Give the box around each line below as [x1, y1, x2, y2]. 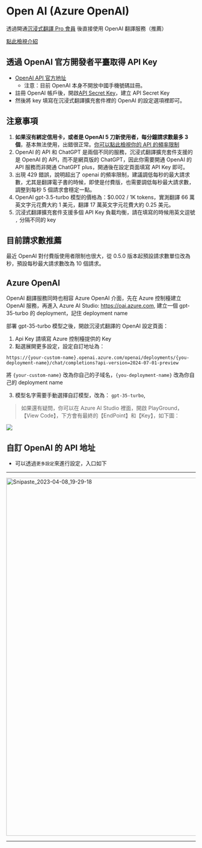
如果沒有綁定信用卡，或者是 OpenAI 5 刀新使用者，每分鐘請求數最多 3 [14, 133, 188, 140]
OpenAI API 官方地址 [14, 74, 67, 81]
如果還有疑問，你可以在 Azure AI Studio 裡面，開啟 [20, 405, 147, 412]
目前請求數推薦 [6, 235, 62, 245]
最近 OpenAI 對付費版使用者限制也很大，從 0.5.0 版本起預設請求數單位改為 [6, 252, 191, 260]
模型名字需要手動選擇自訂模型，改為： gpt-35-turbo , [14, 391, 145, 399]
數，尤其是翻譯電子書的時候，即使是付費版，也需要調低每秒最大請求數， [14, 178, 194, 185]
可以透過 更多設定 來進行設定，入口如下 [14, 460, 107, 467]
